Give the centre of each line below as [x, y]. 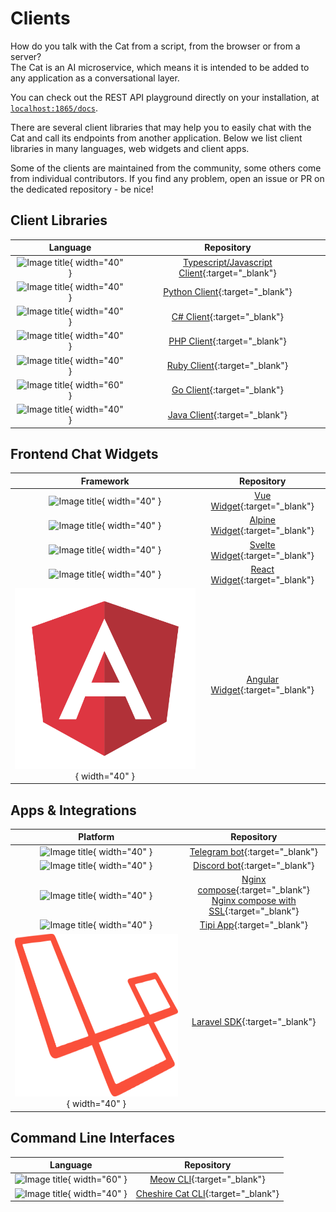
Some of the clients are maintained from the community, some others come [166, 168]
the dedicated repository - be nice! [82, 189]
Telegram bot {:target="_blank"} [253, 851]
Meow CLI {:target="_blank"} [207, 1179]
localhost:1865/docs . [54, 108]
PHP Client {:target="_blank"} [227, 341]
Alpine [262, 520]
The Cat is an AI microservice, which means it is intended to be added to [160, 67]
